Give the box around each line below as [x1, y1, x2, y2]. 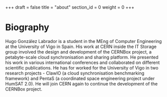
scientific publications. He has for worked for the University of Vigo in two [5, 64, 158, 70]
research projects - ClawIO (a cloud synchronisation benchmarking [5, 70, 145, 76]
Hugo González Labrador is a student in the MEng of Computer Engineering [5, 38, 162, 44]
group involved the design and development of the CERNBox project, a [5, 48, 152, 54]
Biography [5, 22, 49, 33]
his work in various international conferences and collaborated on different [5, 59, 160, 65]
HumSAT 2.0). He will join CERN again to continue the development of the [5, 80, 158, 86]
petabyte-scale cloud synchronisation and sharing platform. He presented [5, 54, 158, 60]
